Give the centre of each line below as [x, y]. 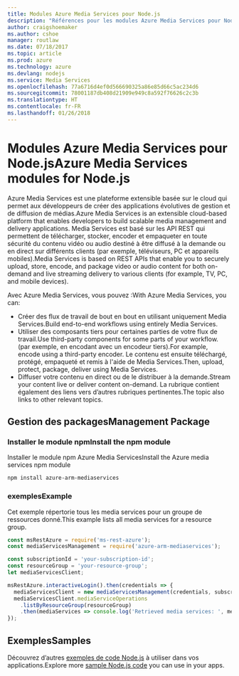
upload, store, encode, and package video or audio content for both [107, 266]
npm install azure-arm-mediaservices [63, 478]
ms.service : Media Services [49, 80]
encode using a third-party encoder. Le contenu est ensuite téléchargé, [122, 354]
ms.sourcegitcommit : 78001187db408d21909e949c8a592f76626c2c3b [103, 93]
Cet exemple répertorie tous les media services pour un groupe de [105, 512]
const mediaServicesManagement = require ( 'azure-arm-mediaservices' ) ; [114, 547]
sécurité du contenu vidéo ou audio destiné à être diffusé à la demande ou [117, 243]
